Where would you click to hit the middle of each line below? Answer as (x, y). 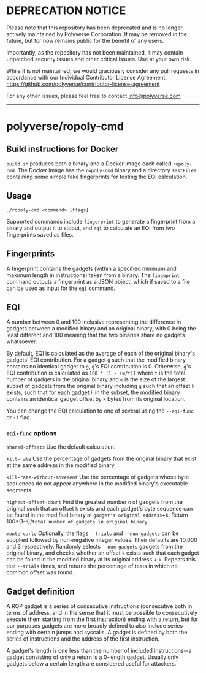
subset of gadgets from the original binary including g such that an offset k (101, 386)
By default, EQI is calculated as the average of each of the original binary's (101, 354)
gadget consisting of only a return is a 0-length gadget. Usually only (93, 657)
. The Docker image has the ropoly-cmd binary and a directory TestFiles (105, 170)
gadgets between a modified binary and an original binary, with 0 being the (101, 329)
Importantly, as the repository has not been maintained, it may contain (95, 52)
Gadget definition (40, 592)
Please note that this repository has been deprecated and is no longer (94, 28)
